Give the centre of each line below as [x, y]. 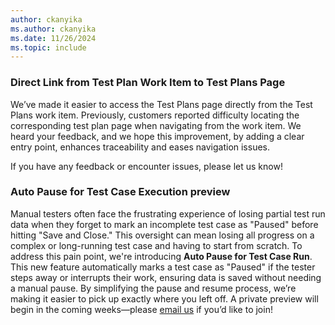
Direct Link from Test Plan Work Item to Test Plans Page [148, 83]
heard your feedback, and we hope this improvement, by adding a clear [157, 136]
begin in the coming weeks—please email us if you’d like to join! [141, 309]
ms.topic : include [48, 47]
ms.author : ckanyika [53, 29]
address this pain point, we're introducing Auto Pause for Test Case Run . [161, 256]
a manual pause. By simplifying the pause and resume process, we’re [153, 288]
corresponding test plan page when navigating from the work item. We [156, 125]
